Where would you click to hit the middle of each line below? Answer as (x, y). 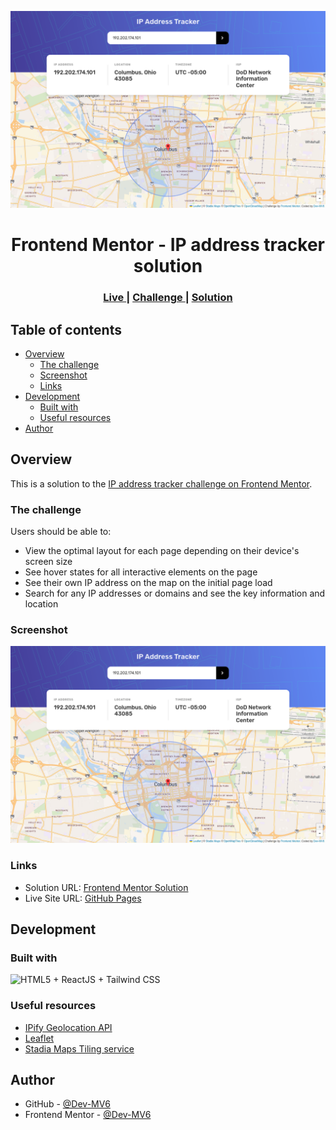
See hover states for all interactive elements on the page (141, 572)
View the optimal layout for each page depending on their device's (162, 551)
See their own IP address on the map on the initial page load (148, 583)
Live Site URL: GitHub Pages (83, 898)
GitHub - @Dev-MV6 (67, 1104)
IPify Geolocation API (68, 1027)
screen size (48, 562)
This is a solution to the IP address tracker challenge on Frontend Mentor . (161, 483)
